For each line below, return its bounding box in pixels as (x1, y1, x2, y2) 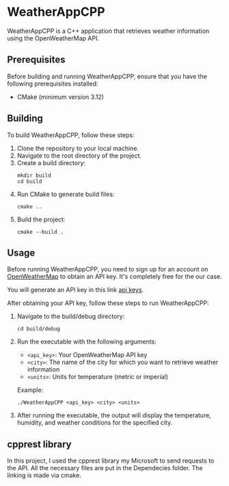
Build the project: (16, 215, 66, 223)
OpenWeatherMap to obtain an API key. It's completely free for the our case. (7, 272, 222, 281)
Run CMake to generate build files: (16, 190, 115, 198)
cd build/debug (16, 326, 61, 332)
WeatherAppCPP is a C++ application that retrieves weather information (7, 27, 210, 35)
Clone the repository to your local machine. (16, 144, 139, 152)
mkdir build (16, 172, 51, 179)
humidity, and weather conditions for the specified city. (16, 419, 173, 427)
